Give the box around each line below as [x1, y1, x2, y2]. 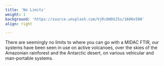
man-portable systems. [5, 55, 54, 61]
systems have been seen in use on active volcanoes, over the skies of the [5, 44, 158, 50]
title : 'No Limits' [5, 7, 46, 12]
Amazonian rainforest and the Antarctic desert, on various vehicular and [5, 50, 154, 56]
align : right [5, 21, 33, 26]
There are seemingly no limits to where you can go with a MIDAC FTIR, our [5, 39, 159, 45]
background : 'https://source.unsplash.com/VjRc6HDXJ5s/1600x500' [5, 16, 144, 21]
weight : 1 [5, 12, 26, 17]
